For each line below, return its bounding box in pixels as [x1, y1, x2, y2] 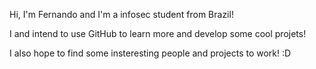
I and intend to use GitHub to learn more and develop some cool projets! [9, 28, 307, 39]
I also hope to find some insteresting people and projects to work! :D [9, 47, 292, 59]
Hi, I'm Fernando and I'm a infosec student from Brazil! [9, 9, 234, 20]
